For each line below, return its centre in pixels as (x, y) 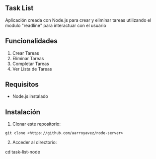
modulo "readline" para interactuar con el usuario (56, 25)
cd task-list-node (23, 152)
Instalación (23, 112)
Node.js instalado (30, 96)
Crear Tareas (26, 53)
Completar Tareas (31, 64)
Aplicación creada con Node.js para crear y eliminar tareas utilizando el (78, 20)
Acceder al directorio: (35, 142)
